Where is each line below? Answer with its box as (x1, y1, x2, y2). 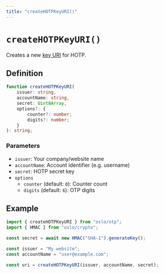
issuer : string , (16, 90, 57, 95)
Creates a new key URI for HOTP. (6, 51, 86, 58)
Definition (6, 68, 43, 78)
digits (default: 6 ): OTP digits (23, 186, 95, 193)
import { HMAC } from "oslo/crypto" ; (6, 225, 99, 230)
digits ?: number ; (27, 117, 69, 123)
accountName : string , (16, 95, 69, 101)
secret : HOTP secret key (14, 167, 75, 174)
